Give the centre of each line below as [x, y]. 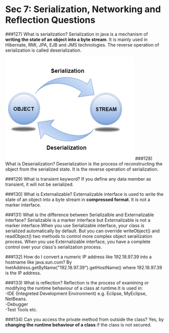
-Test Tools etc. [21, 309]
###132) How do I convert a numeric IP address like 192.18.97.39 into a [79, 257]
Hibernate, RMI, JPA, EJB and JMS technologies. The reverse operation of [82, 45]
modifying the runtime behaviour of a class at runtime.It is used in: [74, 288]
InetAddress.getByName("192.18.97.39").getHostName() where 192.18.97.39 [84, 267]
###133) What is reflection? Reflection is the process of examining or [77, 282]
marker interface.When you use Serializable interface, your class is [75, 225]
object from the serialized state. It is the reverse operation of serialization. [82, 169]
